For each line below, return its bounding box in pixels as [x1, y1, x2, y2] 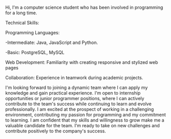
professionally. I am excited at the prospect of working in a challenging [5, 106, 154, 112]
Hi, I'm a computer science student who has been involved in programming [5, 5, 163, 10]
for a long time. [5, 10, 37, 16]
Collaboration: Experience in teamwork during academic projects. [5, 75, 143, 81]
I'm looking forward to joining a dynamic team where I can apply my [5, 84, 148, 90]
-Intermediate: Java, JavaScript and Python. [5, 39, 99, 45]
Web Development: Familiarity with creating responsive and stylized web [5, 59, 158, 65]
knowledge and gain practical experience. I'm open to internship [5, 90, 141, 96]
